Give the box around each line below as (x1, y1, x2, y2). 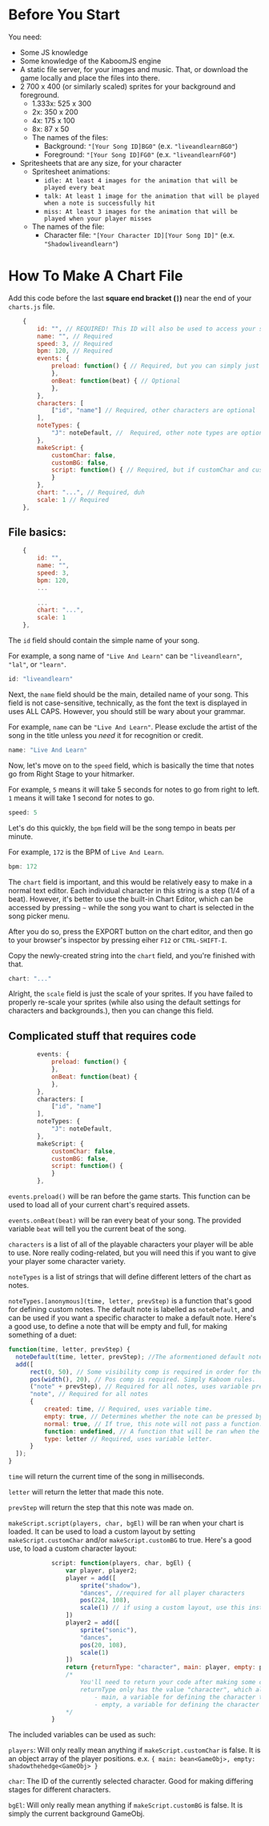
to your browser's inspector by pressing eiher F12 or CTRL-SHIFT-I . (8, 935, 227, 945)
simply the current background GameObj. (8, 1809, 146, 1819)
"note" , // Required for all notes (29, 1391, 149, 1399)
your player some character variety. (8, 1257, 126, 1266)
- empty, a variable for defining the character (94, 1700, 260, 1708)
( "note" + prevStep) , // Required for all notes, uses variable (29, 1383, 249, 1391)
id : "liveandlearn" (8, 675, 74, 684)
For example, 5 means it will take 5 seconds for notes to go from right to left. (8, 785, 260, 794)
